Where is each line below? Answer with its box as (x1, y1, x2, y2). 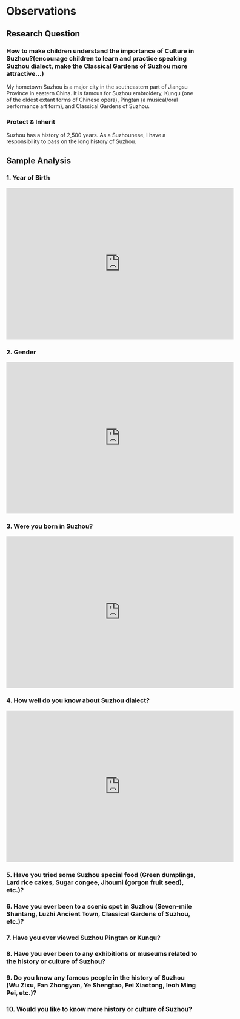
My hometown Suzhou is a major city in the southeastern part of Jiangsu (6, 83, 188, 90)
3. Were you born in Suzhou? (6, 522, 93, 530)
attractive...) (6, 69, 44, 78)
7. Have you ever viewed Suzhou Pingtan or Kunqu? (6, 933, 161, 942)
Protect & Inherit (6, 117, 56, 126)
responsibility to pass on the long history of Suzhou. (6, 138, 136, 145)
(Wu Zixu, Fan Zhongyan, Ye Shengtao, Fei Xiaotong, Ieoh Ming (6, 981, 196, 990)
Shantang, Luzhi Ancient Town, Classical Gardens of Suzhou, (6, 909, 191, 918)
